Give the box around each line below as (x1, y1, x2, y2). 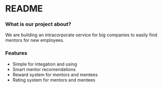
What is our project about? (5, 21, 72, 28)
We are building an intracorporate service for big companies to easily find (5, 32, 157, 38)
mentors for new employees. (5, 37, 64, 43)
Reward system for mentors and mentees (12, 72, 98, 78)
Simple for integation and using (12, 61, 77, 67)
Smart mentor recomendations (12, 66, 76, 72)
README (5, 3, 43, 14)
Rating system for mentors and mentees (12, 77, 95, 83)
